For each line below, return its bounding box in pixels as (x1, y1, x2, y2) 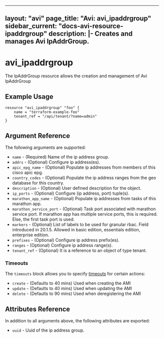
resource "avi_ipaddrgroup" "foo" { (5, 106, 80, 111)
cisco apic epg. (12, 169, 43, 175)
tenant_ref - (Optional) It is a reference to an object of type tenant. (12, 248, 147, 253)
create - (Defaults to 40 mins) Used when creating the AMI (12, 280, 131, 286)
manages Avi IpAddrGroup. (5, 37, 89, 45)
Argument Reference (5, 132, 70, 140)
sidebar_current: (5, 22, 57, 30)
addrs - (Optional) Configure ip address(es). (12, 159, 101, 165)
